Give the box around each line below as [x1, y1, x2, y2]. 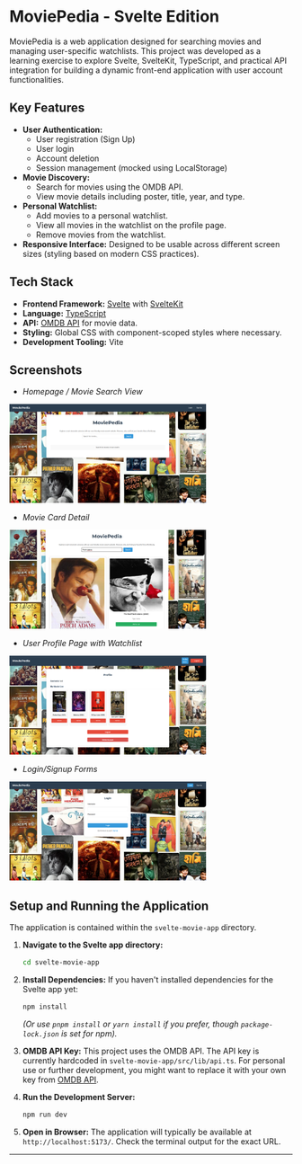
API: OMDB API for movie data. [22, 317, 138, 328]
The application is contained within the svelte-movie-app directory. [9, 922, 257, 933]
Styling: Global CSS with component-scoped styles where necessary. [22, 326, 282, 338]
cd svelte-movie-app [22, 958, 100, 967]
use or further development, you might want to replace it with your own [22, 1065, 287, 1075]
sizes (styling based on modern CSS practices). [22, 248, 200, 259]
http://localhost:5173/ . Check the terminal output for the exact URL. [22, 1135, 281, 1147]
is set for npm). [61, 1028, 118, 1039]
